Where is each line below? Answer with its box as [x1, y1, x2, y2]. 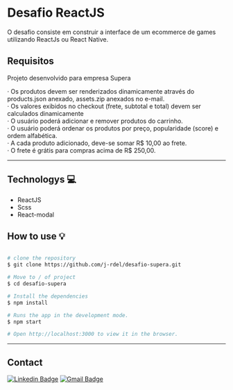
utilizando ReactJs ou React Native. [7, 35, 109, 43]
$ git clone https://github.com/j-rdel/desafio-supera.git [7, 262, 182, 269]
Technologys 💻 [7, 173, 77, 185]
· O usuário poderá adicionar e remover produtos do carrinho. [7, 117, 184, 125]
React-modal [17, 210, 54, 219]
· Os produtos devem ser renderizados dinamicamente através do [7, 87, 195, 95]
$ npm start [7, 318, 42, 325]
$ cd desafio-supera [7, 280, 67, 287]
